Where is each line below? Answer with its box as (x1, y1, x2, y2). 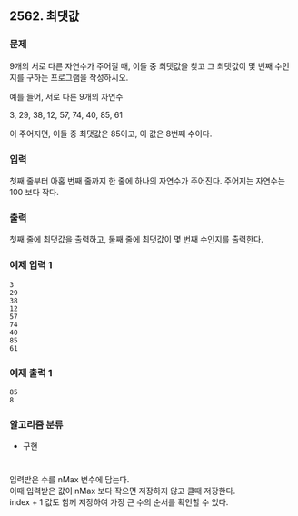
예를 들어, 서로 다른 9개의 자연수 (9, 91, 124, 102)
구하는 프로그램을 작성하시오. (25, 72, 129, 83)
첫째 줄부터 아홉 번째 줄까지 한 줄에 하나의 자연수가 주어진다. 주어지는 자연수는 (9, 175, 286, 186)
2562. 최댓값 (9, 8, 80, 25)
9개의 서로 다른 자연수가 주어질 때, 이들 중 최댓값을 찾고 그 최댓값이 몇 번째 (9, 60, 273, 71)
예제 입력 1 (9, 259, 53, 272)
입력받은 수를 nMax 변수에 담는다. (9, 474, 130, 485)
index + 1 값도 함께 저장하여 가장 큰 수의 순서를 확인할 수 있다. (9, 497, 229, 508)
